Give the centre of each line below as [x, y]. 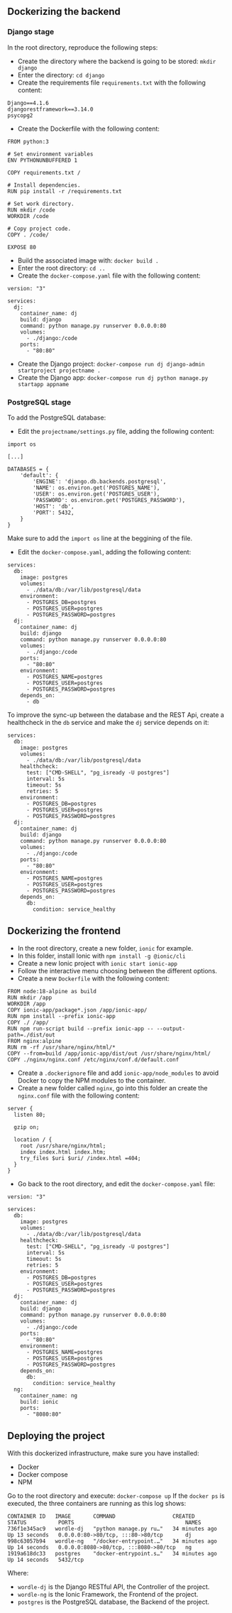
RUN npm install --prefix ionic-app [61, 1016]
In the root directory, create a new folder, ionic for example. [105, 948]
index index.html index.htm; [63, 1152]
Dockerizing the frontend [64, 931]
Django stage [31, 32]
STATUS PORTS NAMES [104, 1522]
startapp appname [43, 384]
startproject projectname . [59, 371]
